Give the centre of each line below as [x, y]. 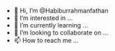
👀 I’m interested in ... [43, 18]
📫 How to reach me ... [46, 40]
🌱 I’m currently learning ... [51, 25]
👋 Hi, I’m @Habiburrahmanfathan [61, 11]
